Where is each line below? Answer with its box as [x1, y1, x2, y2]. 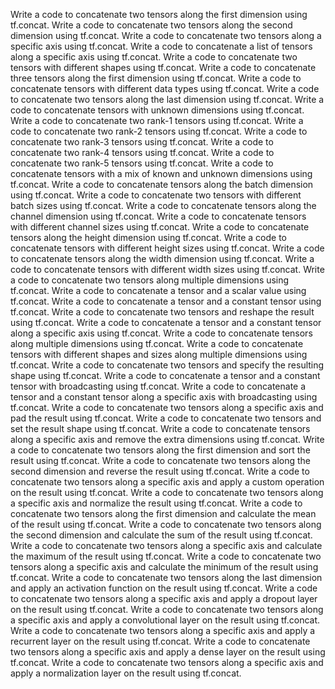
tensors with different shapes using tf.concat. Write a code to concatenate [10, 62, 317, 73]
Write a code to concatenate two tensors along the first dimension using [10, 9, 308, 20]
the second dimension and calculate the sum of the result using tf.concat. [10, 529, 313, 541]
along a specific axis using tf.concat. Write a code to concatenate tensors [10, 327, 313, 339]
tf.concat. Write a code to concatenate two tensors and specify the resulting [10, 359, 325, 371]
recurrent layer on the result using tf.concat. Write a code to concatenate [10, 635, 311, 647]
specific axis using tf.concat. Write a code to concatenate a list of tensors [10, 40, 313, 52]
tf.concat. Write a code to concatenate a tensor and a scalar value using [10, 285, 307, 296]
